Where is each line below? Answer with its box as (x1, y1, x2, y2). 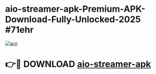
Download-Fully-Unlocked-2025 (5, 14, 141, 25)
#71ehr (5, 25, 34, 35)
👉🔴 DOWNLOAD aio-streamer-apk (5, 59, 151, 70)
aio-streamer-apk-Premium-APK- (5, 3, 146, 15)
